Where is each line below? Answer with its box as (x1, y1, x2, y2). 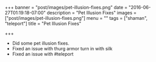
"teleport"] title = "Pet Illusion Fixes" (5, 20, 82, 26)
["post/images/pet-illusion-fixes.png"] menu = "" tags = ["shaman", (5, 15, 148, 21)
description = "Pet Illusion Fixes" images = (46, 10, 137, 16)
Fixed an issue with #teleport (12, 51, 74, 57)
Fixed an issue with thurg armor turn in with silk (12, 46, 113, 51)
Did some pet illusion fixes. (12, 40, 70, 46)
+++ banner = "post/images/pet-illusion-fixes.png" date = (5, 5, 128, 10)
